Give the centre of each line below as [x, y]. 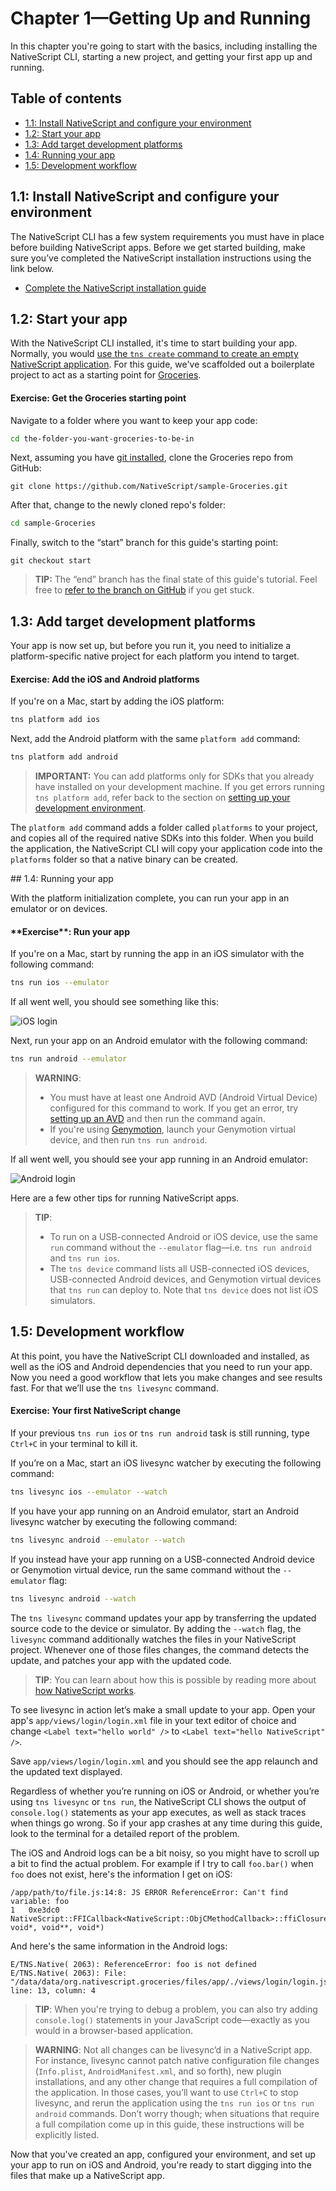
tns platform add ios [55, 720]
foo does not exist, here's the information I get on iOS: [121, 1874]
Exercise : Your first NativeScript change [96, 1411]
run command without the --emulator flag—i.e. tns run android [180, 1248]
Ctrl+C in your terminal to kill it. [74, 1444]
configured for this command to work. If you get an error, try [174, 1108]
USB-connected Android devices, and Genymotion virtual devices [185, 1279]
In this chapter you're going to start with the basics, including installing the [164, 46]
